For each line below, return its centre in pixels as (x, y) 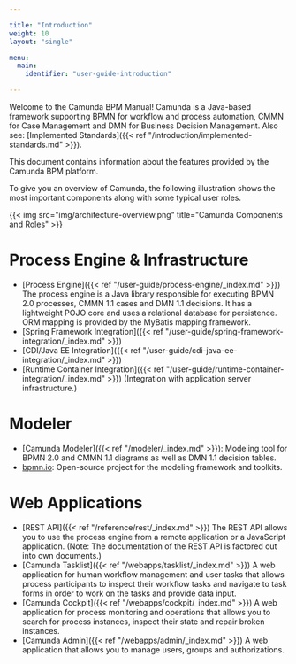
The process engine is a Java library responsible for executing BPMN (148, 294)
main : (27, 66)
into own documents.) (61, 555)
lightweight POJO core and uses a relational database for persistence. (149, 313)
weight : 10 (29, 33)
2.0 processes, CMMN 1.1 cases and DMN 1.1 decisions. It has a (137, 303)
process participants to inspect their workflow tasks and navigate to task (154, 583)
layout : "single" (41, 42)
